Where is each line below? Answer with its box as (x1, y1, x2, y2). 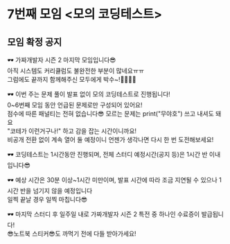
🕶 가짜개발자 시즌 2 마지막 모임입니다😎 (7, 56, 116, 64)
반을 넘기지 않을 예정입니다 (19, 186, 93, 195)
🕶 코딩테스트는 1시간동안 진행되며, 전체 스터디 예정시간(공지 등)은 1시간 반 (7, 150, 208, 158)
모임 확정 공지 (7, 36, 62, 48)
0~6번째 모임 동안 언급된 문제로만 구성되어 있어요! (7, 101, 143, 109)
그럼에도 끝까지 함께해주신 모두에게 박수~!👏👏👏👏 (7, 76, 136, 83)
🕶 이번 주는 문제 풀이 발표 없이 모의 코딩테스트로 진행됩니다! (7, 90, 171, 98)
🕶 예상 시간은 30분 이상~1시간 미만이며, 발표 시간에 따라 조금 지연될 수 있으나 (7, 176, 218, 184)
